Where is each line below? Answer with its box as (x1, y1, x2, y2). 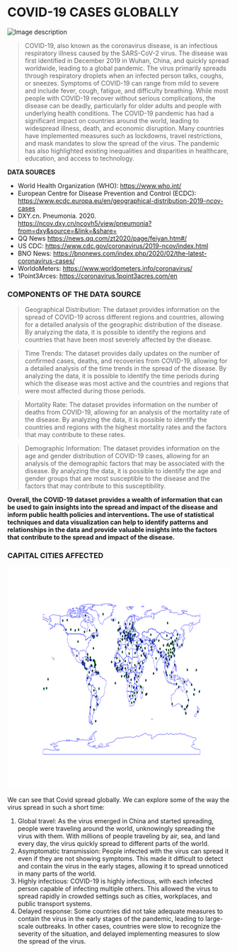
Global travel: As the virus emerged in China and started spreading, (17, 816, 214, 825)
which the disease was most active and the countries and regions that (24, 379, 229, 388)
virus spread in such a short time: (7, 803, 105, 811)
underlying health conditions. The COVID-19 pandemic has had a (24, 109, 214, 117)
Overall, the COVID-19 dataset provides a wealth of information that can (7, 496, 223, 504)
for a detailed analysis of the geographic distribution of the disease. (24, 320, 223, 329)
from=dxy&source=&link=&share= (17, 226, 117, 235)
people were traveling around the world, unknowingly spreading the (17, 824, 216, 832)
